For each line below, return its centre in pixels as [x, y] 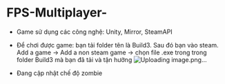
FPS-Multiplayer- [57, 13]
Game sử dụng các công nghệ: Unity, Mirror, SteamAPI [95, 32]
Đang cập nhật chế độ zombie [59, 73]
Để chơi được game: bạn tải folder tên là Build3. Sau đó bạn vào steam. [117, 45]
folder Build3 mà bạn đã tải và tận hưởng [74, 59]
